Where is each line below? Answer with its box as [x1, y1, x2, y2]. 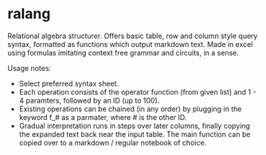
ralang [7, 5, 51, 23]
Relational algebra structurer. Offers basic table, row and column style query [7, 31, 258, 41]
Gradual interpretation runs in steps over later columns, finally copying [18, 121, 250, 130]
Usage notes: [7, 63, 52, 72]
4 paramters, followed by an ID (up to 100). [18, 95, 160, 105]
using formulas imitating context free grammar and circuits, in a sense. [7, 48, 240, 57]
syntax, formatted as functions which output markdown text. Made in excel [7, 39, 253, 48]
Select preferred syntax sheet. [18, 79, 119, 88]
